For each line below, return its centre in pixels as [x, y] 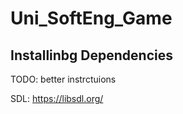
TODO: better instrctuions [63, 79]
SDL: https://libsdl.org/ [57, 98]
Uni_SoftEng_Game [91, 18]
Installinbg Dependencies [91, 55]
